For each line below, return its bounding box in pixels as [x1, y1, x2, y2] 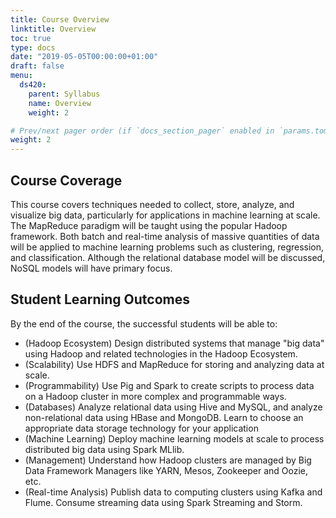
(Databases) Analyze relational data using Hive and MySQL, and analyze [24, 401, 323, 413]
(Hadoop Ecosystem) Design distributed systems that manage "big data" [24, 337, 325, 349]
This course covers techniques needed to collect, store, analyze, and [10, 198, 295, 210]
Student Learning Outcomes [10, 291, 190, 308]
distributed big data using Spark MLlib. [24, 443, 185, 455]
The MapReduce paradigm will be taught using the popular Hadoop [10, 219, 288, 231]
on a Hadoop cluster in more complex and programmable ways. [24, 390, 287, 402]
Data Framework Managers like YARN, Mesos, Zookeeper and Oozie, [24, 464, 309, 476]
